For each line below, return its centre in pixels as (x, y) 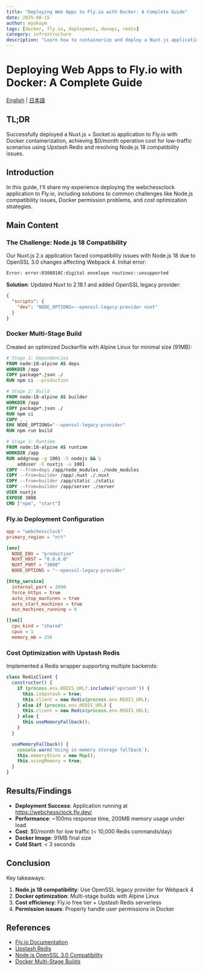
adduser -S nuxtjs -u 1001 (51, 464)
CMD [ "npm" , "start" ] (34, 503)
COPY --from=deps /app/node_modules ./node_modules (72, 470)
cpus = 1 (23, 632)
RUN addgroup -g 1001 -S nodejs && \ (54, 458)
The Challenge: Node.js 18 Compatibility (67, 242)
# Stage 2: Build (28, 391)
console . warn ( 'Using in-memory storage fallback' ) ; (83, 750)
